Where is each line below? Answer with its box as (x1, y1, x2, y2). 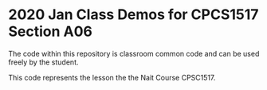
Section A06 (8, 22, 93, 41)
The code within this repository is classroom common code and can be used (8, 49, 260, 58)
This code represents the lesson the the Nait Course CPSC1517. (8, 72, 216, 82)
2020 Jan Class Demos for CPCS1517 (8, 6, 259, 24)
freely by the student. (8, 57, 79, 67)
